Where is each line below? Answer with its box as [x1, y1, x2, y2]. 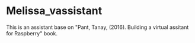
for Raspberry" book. [6, 29, 58, 37]
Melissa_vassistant [6, 4, 103, 18]
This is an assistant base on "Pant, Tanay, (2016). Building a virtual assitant [6, 24, 189, 31]
